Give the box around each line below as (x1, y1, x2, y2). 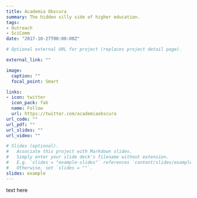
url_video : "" (6, 132, 41, 138)
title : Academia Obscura (6, 8, 67, 15)
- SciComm (6, 30, 30, 36)
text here (6, 186, 28, 193)
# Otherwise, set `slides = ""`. (6, 165, 93, 170)
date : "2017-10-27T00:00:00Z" (6, 36, 80, 42)
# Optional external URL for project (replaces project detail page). (6, 46, 182, 53)
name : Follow (11, 105, 43, 111)
